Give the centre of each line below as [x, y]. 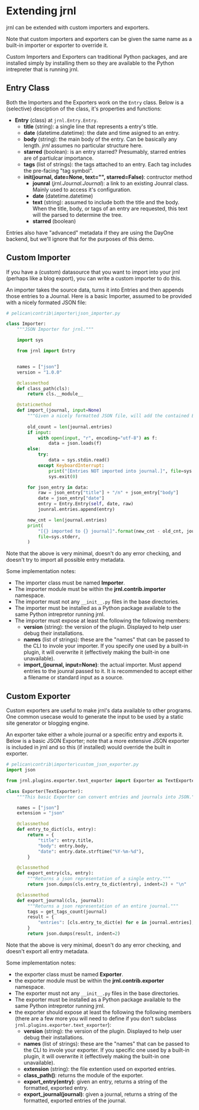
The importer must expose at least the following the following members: [102, 621]
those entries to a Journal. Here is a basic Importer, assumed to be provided [99, 296]
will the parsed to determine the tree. [78, 214]
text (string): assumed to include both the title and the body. [106, 202]
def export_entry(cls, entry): [55, 873]
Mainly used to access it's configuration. [82, 189]
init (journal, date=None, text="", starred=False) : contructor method [108, 177]
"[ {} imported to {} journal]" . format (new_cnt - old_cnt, [111, 531]
